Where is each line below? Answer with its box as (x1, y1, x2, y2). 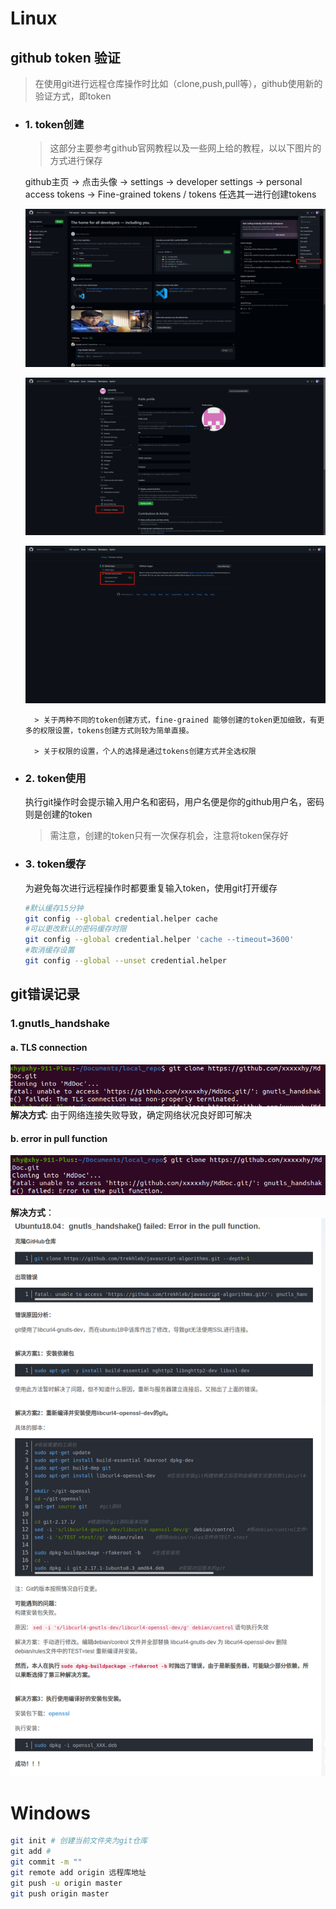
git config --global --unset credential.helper (24, 956, 227, 966)
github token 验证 (10, 49, 121, 66)
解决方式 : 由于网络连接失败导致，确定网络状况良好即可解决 (10, 1109, 252, 1121)
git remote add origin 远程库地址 (10, 1868, 147, 1878)
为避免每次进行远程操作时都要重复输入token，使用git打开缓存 (24, 882, 278, 894)
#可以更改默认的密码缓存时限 (24, 924, 127, 934)
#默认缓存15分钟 (24, 903, 84, 913)
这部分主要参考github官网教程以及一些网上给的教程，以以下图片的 (49, 142, 322, 154)
